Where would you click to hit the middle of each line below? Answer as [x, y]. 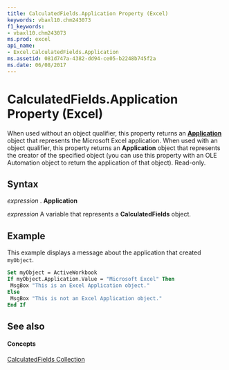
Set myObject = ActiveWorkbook [52, 273]
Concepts [21, 344]
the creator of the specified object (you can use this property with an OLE [112, 155]
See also [26, 326]
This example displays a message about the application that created [104, 252]
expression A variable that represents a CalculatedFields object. [99, 214]
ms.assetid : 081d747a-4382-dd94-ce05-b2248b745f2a [82, 59]
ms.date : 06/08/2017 [37, 65]
